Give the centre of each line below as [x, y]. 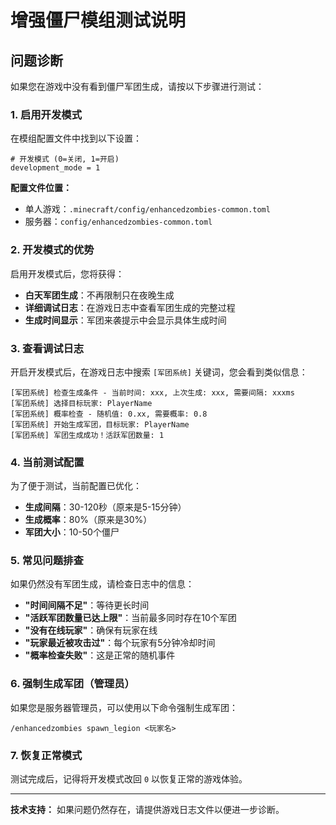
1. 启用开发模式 [46, 114]
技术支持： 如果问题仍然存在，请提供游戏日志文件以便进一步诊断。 [147, 810]
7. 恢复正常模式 [46, 755]
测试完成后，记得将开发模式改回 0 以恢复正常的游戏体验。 [129, 779]
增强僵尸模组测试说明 [98, 20]
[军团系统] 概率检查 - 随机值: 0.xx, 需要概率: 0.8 [109, 414]
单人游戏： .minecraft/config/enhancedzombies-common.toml [147, 209]
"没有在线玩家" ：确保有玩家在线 [91, 630]
